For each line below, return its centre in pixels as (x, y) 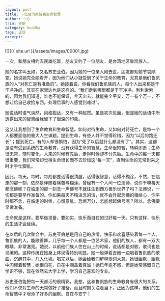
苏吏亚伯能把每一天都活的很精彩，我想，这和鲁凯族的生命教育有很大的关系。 (82, 281)
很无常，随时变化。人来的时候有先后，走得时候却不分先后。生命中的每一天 (80, 154)
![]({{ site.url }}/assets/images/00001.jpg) (47, 51)
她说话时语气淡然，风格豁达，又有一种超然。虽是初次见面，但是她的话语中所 (82, 112)
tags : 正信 (15, 32)
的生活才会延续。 (22, 223)
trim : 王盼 (15, 23)
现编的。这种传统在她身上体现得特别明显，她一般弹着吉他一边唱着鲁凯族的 (80, 252)
